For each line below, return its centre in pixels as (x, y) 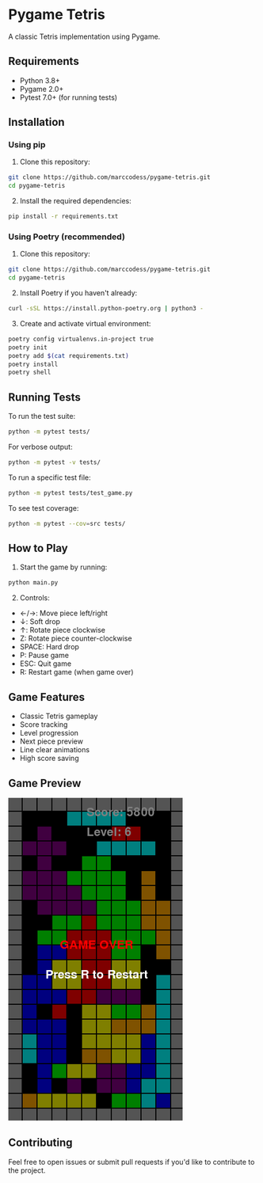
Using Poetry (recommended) (67, 237)
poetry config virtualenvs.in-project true (81, 339)
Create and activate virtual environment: (85, 323)
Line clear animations (54, 750)
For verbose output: (40, 447)
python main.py (33, 583)
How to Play (38, 548)
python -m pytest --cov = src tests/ (67, 523)
